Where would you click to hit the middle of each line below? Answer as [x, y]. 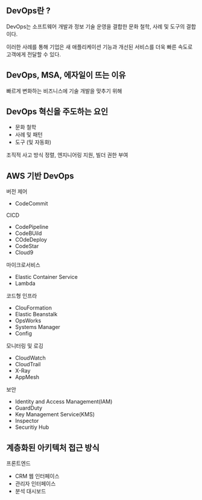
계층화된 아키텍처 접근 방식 [53, 448]
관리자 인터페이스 [35, 484]
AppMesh [27, 377]
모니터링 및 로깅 [25, 346]
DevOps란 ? [29, 11]
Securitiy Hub [32, 427]
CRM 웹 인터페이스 [37, 476]
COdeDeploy [31, 240]
